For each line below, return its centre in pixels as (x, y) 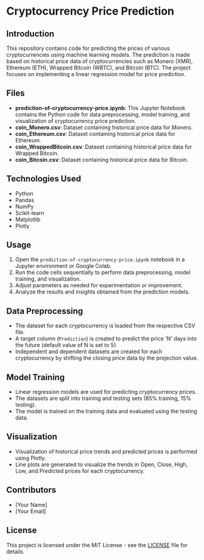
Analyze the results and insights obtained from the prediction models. (102, 292)
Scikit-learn (30, 213)
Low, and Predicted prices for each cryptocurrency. (80, 471)
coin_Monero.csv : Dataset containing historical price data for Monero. (104, 127)
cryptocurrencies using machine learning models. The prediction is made (98, 55)
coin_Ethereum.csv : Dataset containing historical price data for (95, 134)
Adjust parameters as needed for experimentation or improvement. (99, 285)
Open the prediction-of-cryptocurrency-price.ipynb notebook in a (100, 259)
